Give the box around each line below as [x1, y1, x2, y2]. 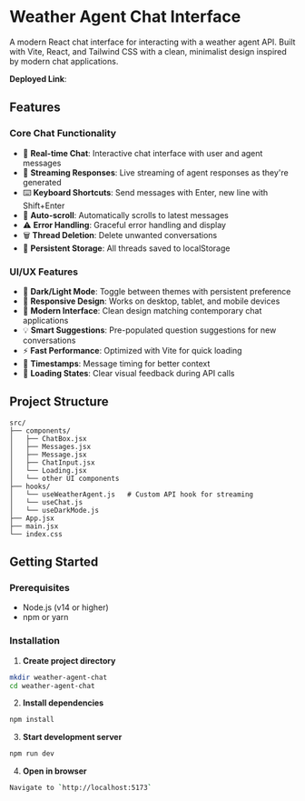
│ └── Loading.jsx [9, 466, 88, 475]
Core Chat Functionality [9, 127, 116, 140]
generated [22, 176, 62, 187]
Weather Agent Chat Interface [9, 6, 241, 27]
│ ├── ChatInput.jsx [9, 457, 95, 467]
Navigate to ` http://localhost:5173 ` [9, 784, 152, 793]
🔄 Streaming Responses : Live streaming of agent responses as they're [22, 166, 289, 178]
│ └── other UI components [9, 474, 120, 483]
